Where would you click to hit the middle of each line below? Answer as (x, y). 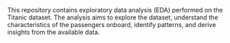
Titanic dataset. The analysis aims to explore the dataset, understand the (113, 17)
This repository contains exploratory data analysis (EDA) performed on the (115, 10)
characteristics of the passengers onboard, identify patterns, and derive (112, 25)
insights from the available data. (53, 32)
